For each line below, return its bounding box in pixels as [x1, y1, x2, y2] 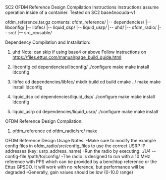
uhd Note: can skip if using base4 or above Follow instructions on [12, 49, 147, 55]
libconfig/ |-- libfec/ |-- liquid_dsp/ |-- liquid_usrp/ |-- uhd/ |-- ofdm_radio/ [5, 24, 157, 30]
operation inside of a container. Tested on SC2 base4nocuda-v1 [5, 9, 136, 15]
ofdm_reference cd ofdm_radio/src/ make [12, 128, 98, 134]
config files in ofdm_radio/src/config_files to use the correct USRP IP [5, 143, 146, 149]
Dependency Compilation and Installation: [5, 39, 91, 45]
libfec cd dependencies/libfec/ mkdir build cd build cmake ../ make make [12, 79, 161, 85]
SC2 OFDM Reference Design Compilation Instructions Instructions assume [5, 4, 159, 10]
